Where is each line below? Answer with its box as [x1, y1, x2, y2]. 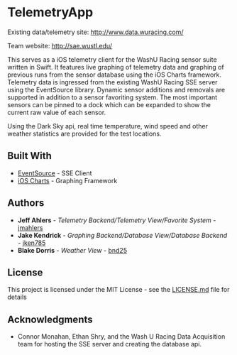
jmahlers [17, 223, 43, 231]
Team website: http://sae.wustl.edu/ [7, 41, 112, 50]
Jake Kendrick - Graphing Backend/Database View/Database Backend [17, 231, 228, 239]
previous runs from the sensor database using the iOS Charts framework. [7, 70, 222, 79]
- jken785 [17, 239, 46, 247]
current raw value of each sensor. [7, 108, 106, 116]
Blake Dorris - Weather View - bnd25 [17, 246, 128, 254]
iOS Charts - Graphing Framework [17, 176, 118, 185]
